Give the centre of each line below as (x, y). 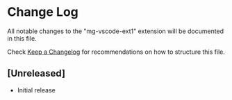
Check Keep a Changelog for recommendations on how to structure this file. (116, 52)
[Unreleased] (36, 73)
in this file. (22, 38)
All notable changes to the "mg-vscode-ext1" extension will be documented (116, 31)
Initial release (36, 90)
